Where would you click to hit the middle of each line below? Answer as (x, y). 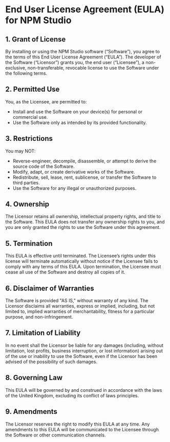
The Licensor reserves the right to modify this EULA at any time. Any (78, 424)
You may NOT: (20, 151)
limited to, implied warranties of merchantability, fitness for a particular (80, 311)
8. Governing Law (34, 378)
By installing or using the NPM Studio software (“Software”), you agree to (83, 51)
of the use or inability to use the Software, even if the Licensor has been (81, 356)
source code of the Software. (44, 166)
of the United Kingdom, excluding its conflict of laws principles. (72, 395)
